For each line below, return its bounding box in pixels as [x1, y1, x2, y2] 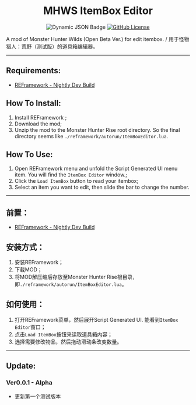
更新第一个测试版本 [14, 393, 61, 400]
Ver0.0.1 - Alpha [6, 379, 52, 387]
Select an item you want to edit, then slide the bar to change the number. [14, 183, 190, 191]
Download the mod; [14, 120, 62, 127]
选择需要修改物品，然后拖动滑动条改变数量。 [14, 338, 123, 345]
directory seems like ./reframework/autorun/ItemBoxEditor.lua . [14, 132, 168, 139]
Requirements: [6, 66, 61, 76]
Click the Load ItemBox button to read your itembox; [14, 178, 139, 185]
